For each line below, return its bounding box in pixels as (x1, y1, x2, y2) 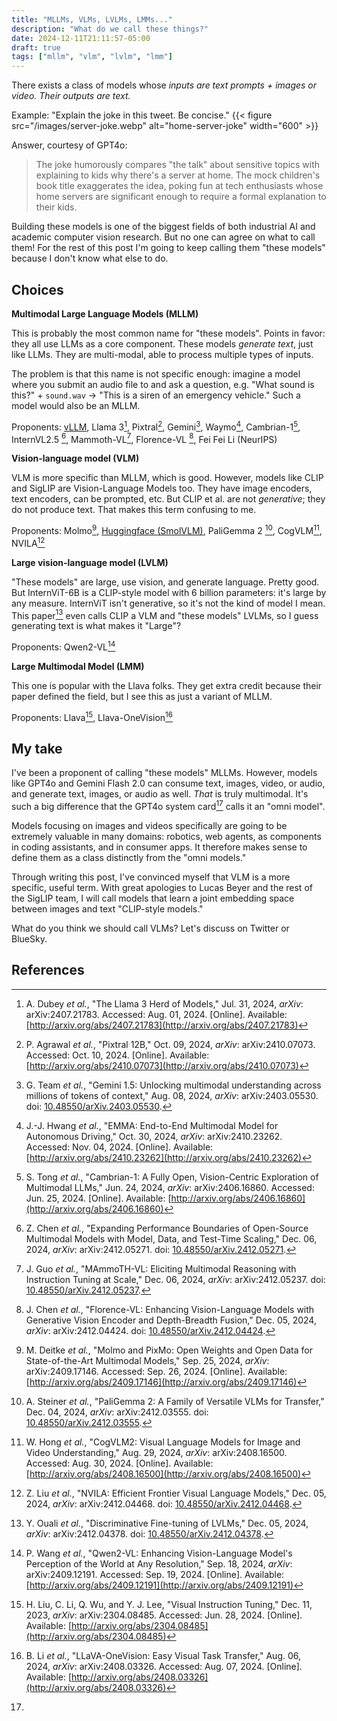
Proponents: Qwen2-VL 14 (11, 639, 116, 653)
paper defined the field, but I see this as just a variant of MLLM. (11, 690, 273, 702)
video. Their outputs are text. (11, 90, 131, 102)
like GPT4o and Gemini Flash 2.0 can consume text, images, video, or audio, (11, 777, 326, 790)
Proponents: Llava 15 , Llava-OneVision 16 (11, 709, 174, 723)
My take (11, 740, 63, 757)
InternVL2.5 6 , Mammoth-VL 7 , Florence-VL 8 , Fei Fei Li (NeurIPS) (11, 431, 278, 445)
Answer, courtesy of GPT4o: (11, 139, 128, 151)
